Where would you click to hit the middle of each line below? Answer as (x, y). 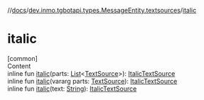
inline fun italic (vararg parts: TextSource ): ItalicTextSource (92, 81)
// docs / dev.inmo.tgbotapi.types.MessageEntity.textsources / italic (102, 10)
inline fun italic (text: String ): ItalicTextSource (72, 89)
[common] (22, 58)
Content (19, 66)
